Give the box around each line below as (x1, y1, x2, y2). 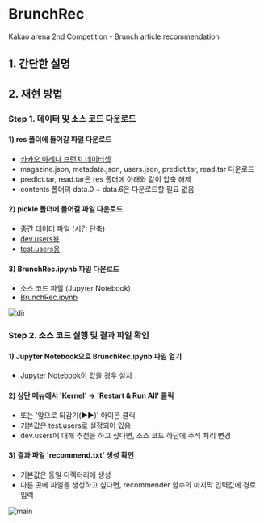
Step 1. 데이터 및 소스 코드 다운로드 (8, 113, 136, 124)
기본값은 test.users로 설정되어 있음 (19, 420, 132, 430)
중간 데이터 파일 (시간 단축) (19, 224, 106, 234)
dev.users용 (19, 234, 60, 244)
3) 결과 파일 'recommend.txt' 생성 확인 (8, 450, 135, 460)
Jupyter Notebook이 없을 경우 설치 (19, 370, 132, 380)
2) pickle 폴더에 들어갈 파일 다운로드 (8, 204, 124, 214)
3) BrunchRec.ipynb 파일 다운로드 (8, 264, 119, 274)
